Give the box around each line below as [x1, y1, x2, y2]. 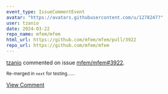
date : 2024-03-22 [6, 25, 50, 32]
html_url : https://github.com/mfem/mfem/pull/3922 [6, 37, 137, 43]
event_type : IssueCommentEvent [6, 8, 85, 15]
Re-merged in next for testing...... [6, 70, 76, 77]
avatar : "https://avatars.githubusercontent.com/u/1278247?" [6, 14, 164, 20]
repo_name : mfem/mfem [6, 31, 61, 37]
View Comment [6, 81, 45, 88]
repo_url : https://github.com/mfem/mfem [6, 43, 110, 49]
